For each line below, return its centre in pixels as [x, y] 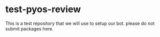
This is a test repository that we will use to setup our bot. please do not [80, 23]
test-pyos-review [43, 9]
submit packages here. [29, 28]
